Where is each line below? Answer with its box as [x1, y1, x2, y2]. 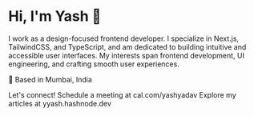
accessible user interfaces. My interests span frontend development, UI [8, 50, 244, 60]
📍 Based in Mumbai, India [8, 74, 92, 84]
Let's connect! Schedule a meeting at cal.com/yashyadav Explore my [8, 90, 236, 99]
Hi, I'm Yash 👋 [8, 7, 102, 26]
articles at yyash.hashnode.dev [8, 98, 112, 108]
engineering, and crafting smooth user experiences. [8, 59, 180, 69]
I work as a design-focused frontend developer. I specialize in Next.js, [8, 34, 239, 43]
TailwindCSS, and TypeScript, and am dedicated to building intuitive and [8, 42, 247, 51]
